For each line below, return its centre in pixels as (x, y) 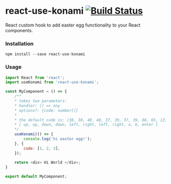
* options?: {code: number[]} (47, 110)
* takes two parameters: (41, 101)
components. (19, 30)
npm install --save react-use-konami (45, 54)
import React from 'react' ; (35, 77)
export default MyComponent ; (36, 177)
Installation (20, 43)
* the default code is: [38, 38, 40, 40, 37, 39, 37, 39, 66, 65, (86, 120)
